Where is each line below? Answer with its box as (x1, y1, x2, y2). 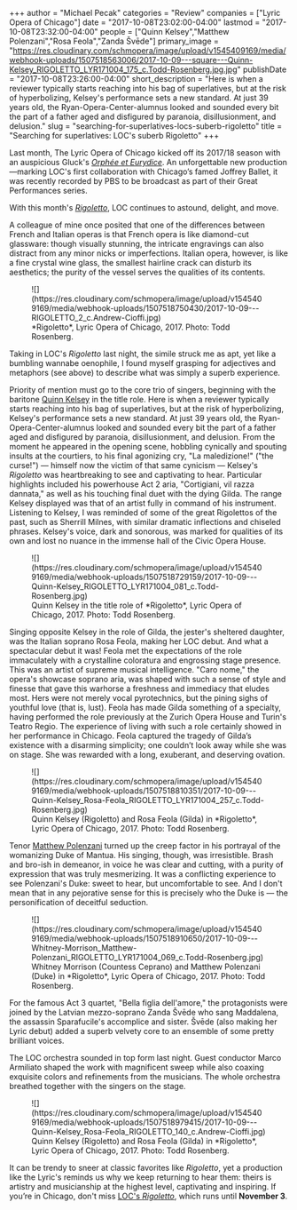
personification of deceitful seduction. (9, 897, 149, 907)
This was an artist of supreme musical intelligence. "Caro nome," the (9, 665, 260, 674)
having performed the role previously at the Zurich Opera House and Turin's (9, 712, 286, 722)
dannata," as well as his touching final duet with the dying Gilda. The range (9, 489, 282, 498)
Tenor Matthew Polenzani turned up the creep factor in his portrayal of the (9, 840, 281, 851)
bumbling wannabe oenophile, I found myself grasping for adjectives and (9, 358, 277, 368)
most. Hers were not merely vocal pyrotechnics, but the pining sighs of (9, 693, 269, 703)
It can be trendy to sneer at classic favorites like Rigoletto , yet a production (9, 1163, 283, 1173)
